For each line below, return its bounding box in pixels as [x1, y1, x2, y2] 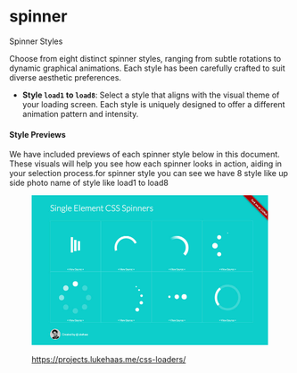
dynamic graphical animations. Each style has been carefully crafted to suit [9, 63, 285, 73]
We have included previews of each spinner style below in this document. [9, 149, 281, 160]
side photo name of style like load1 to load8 [9, 177, 169, 189]
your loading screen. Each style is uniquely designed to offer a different [21, 98, 285, 109]
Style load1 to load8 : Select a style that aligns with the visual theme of [21, 89, 280, 100]
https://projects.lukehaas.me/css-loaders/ [31, 353, 186, 364]
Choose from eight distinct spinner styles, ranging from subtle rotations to [9, 53, 282, 64]
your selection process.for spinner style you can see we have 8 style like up [9, 168, 288, 179]
